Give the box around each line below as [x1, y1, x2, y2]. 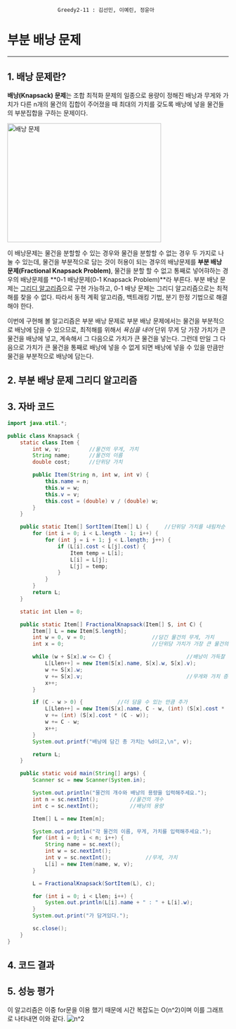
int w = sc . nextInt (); [44, 848, 112, 855]
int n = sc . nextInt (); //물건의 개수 [32, 796, 164, 803]
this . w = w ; [44, 484, 80, 491]
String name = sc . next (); [44, 841, 121, 848]
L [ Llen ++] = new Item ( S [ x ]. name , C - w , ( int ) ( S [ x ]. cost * [44, 705, 225, 713]
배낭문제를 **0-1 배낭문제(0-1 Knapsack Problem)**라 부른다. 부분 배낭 [20, 275, 219, 283]
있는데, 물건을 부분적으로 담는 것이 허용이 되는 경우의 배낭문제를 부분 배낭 [22, 257, 223, 266]
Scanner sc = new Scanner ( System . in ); [32, 777, 146, 784]
